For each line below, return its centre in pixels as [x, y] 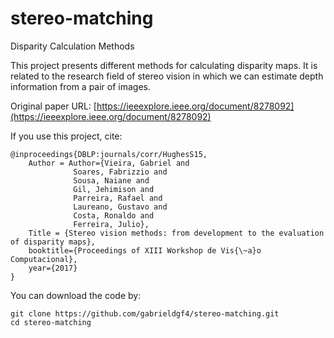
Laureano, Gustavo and [120, 207]
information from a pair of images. [80, 86]
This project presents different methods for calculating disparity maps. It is [164, 65]
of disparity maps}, [53, 242]
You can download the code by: [76, 295]
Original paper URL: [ [53, 106]
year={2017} [53, 268]
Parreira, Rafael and [118, 198]
